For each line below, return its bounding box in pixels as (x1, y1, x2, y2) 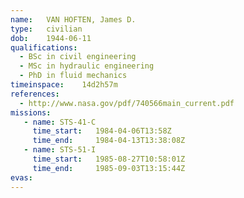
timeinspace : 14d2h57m (10, 80, 118, 90)
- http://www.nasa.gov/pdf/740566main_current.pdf (19, 98, 235, 108)
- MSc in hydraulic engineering (19, 61, 155, 71)
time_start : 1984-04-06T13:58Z (32, 126, 172, 136)
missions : (10, 107, 52, 118)
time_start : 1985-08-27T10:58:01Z (32, 154, 186, 164)
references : (10, 89, 60, 99)
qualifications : (10, 42, 78, 53)
